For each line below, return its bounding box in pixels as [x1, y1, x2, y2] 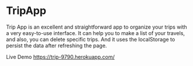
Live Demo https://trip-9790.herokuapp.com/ [6, 53, 115, 60]
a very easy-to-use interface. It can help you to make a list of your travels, [6, 29, 185, 36]
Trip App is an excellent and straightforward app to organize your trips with [6, 23, 188, 30]
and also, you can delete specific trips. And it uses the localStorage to [6, 36, 175, 43]
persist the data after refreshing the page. [6, 42, 107, 49]
